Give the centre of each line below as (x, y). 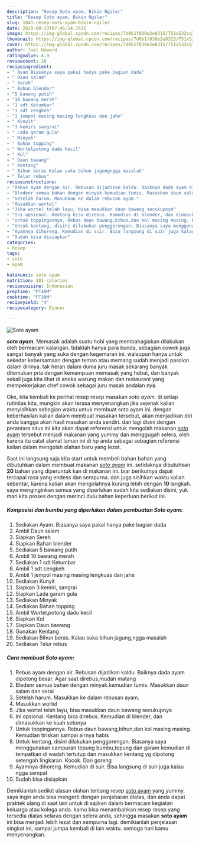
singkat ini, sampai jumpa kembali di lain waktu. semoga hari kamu (88, 828)
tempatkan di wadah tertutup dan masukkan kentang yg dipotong (95, 754)
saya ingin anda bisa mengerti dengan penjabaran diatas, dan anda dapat (96, 797)
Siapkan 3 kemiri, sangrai (46, 587)
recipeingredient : (29, 66)
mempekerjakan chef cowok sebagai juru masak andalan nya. (82, 385)
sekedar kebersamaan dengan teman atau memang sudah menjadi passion (98, 360)
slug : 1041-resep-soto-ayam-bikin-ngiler (58, 22)
